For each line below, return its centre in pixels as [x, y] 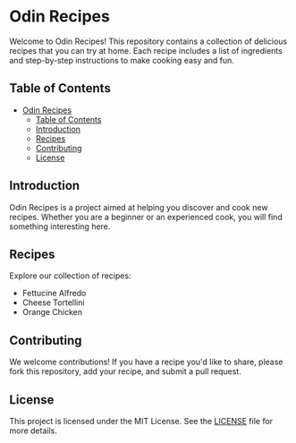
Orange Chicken [52, 312]
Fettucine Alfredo [54, 294]
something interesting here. [60, 226]
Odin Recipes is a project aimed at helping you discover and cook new [139, 207]
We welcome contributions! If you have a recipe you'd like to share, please [146, 362]
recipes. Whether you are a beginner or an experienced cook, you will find [146, 217]
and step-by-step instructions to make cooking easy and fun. [122, 60]
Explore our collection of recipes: [70, 276]
